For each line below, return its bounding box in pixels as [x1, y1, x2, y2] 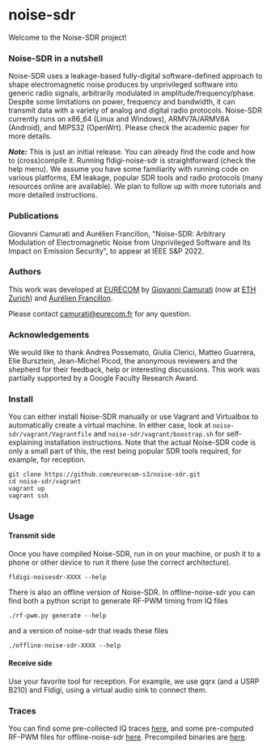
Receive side [8, 658, 53, 668]
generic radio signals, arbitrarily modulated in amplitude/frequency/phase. [8, 88, 256, 98]
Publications [8, 211, 59, 222]
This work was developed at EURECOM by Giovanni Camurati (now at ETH [8, 284, 256, 294]
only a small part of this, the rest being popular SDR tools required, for [8, 446, 242, 456]
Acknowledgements [8, 329, 90, 340]
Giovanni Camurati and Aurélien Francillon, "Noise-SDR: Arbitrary [8, 228, 227, 238]
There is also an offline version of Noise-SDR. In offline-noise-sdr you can [8, 587, 256, 597]
